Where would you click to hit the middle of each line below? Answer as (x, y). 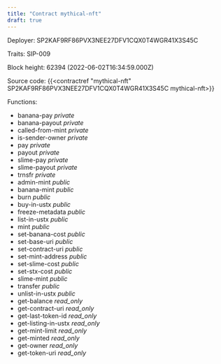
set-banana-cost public (51, 234)
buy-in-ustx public (44, 204)
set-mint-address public (52, 256)
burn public (34, 197)
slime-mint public (42, 278)
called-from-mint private (53, 130)
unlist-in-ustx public (46, 293)
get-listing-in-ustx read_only (58, 323)
